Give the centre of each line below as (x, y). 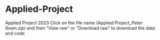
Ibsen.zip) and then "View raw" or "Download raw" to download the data (80, 28)
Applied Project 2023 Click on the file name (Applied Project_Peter (74, 23)
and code (15, 33)
